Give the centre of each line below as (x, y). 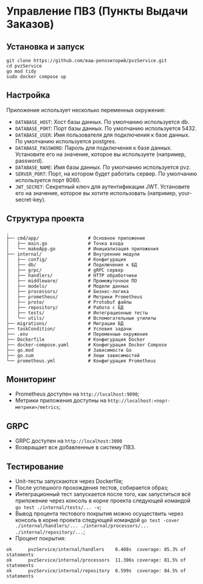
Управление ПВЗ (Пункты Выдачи (97, 11)
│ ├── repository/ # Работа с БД (65, 307)
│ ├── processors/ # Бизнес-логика (68, 291)
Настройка (28, 95)
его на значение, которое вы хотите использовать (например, (96, 193)
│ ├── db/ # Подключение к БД (72, 265)
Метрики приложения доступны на (60, 401)
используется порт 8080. (48, 180)
